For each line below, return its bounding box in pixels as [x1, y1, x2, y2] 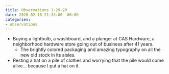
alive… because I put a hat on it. [12, 63, 80, 69]
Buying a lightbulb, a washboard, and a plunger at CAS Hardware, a [12, 36, 155, 42]
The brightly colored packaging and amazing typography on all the [20, 46, 161, 53]
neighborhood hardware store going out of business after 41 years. [12, 41, 154, 47]
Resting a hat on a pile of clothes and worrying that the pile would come [12, 57, 164, 64]
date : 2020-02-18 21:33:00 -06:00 [5, 12, 79, 17]
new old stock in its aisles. [20, 52, 76, 58]
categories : [5, 17, 31, 22]
